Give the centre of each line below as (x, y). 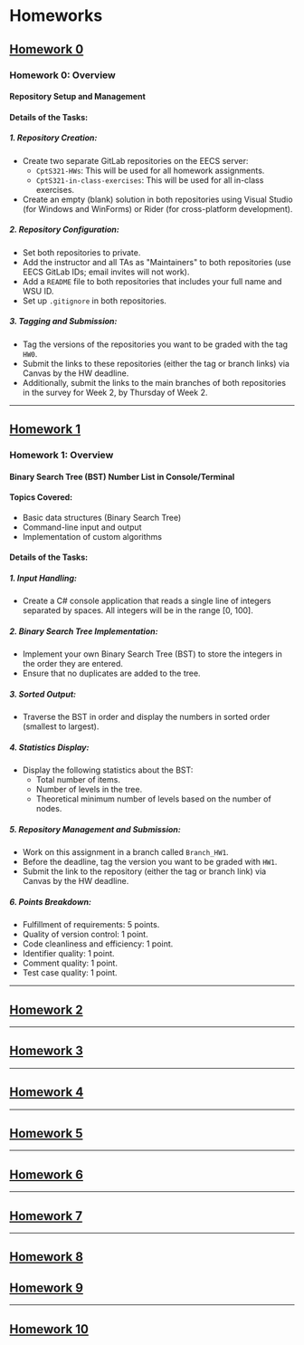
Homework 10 (49, 1329)
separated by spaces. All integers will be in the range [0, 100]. (138, 610)
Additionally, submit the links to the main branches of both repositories (154, 382)
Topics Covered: (41, 497)
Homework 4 (47, 1092)
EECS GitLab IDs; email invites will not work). (106, 272)
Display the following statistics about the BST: (108, 770)
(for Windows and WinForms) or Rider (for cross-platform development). (157, 208)
